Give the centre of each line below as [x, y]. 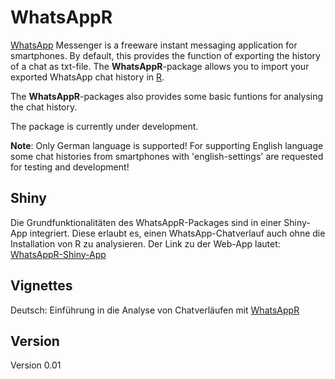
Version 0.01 [36, 365]
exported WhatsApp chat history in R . [87, 77]
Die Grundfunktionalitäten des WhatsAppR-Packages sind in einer [146, 222]
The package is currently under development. [104, 126]
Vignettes [41, 286]
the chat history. [44, 107]
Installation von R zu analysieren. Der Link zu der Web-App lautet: [145, 243]
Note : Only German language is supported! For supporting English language [167, 145]
